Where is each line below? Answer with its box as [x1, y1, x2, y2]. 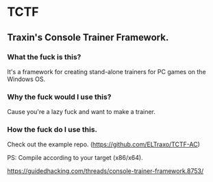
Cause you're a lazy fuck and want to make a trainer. [7, 108, 156, 116]
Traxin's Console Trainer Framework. [7, 32, 169, 43]
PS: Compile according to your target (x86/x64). [7, 154, 143, 162]
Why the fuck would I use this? [7, 92, 112, 102]
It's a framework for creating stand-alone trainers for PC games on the [7, 67, 207, 76]
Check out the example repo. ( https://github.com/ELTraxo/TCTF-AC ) [7, 140, 201, 148]
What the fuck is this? [7, 52, 82, 62]
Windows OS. [7, 75, 46, 83]
